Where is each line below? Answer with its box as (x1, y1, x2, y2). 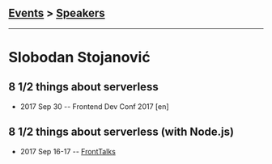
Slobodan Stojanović (8, 48, 151, 66)
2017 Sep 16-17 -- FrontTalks (19, 146, 116, 156)
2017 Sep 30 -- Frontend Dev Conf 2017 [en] (19, 101, 169, 111)
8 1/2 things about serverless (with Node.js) (8, 125, 235, 139)
